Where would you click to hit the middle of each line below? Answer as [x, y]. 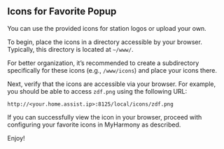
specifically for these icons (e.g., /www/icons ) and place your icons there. [112, 70]
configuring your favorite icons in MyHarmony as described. [94, 125]
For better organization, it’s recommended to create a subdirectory [103, 63]
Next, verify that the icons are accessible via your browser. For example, [111, 84]
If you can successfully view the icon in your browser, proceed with [105, 117]
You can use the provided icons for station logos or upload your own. [107, 28]
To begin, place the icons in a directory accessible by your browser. [105, 42]
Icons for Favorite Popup [62, 12]
